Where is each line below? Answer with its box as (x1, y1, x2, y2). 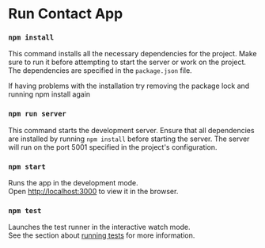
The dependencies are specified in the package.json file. (8, 66, 192, 75)
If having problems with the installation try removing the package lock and (8, 81, 250, 91)
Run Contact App (8, 5, 123, 23)
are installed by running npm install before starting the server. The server (8, 134, 250, 143)
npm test (8, 207, 42, 215)
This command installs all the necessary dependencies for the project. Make (8, 49, 257, 59)
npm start (8, 162, 46, 171)
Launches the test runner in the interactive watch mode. (8, 223, 191, 232)
